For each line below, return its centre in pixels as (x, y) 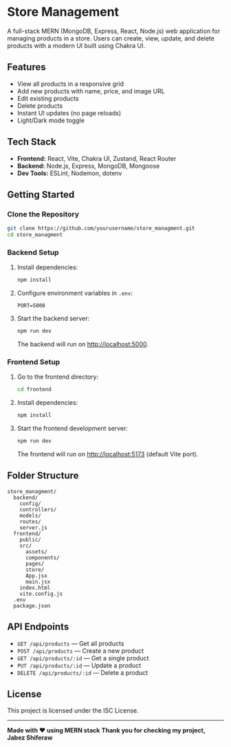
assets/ (36, 551)
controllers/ (38, 509)
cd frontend (34, 390)
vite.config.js (41, 594)
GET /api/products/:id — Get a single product (83, 658)
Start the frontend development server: (73, 428)
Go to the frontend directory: (57, 377)
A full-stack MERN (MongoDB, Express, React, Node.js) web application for (114, 31)
